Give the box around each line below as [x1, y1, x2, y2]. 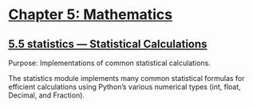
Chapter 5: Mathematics [8, 6, 173, 24]
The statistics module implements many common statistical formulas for [8, 74, 245, 83]
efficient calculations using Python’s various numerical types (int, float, [8, 82, 241, 91]
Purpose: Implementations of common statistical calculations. [8, 58, 211, 67]
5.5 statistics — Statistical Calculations [8, 37, 208, 51]
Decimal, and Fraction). [8, 91, 85, 100]
